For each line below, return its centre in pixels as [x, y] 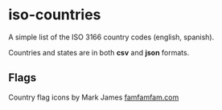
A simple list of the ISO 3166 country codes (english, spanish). [111, 37]
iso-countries [55, 15]
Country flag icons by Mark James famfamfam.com [94, 97]
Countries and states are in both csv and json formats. [99, 52]
